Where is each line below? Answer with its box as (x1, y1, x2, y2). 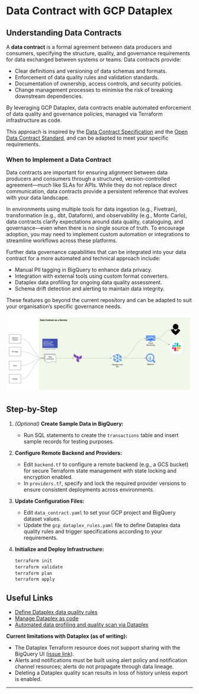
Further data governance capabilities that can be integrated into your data (6, 249, 187, 256)
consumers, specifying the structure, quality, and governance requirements (6, 50, 191, 57)
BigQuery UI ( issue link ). (14, 650, 75, 658)
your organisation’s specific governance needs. (6, 303, 122, 310)
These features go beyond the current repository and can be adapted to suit (6, 297, 192, 304)
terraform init (14, 558, 53, 564)
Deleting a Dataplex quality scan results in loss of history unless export (14, 669, 188, 676)
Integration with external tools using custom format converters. (14, 272, 169, 279)
